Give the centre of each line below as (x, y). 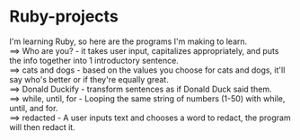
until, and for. (34, 108)
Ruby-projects (64, 17)
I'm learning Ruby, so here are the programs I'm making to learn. (128, 41)
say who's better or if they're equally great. (89, 79)
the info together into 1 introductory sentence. (94, 60)
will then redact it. (42, 127)
